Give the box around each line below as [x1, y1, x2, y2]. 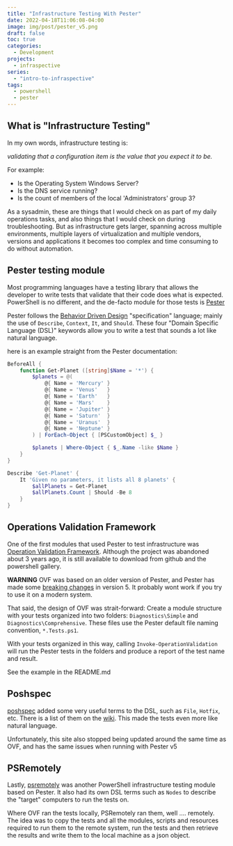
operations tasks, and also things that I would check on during [7, 214, 186, 223]
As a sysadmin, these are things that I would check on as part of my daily [7, 207, 217, 216]
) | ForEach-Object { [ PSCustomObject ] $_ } [32, 432, 163, 439]
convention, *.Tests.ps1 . [7, 626, 79, 634]
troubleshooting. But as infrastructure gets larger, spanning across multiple [7, 222, 223, 230]
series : [7, 68, 30, 75]
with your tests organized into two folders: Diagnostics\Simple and [7, 611, 198, 620]
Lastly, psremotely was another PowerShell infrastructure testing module [7, 781, 216, 789]
